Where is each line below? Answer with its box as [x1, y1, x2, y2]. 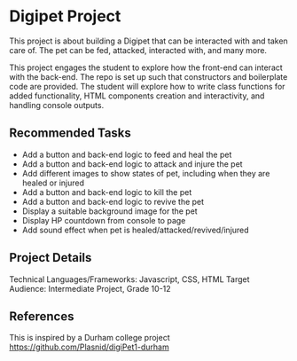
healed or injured [21, 177, 85, 188]
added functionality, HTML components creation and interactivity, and [9, 90, 265, 101]
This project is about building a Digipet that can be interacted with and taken [9, 35, 288, 46]
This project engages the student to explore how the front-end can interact [9, 62, 284, 73]
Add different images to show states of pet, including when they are [21, 168, 270, 178]
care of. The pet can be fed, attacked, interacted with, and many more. [9, 44, 268, 55]
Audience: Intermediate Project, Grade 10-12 [9, 283, 171, 294]
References [9, 309, 74, 324]
